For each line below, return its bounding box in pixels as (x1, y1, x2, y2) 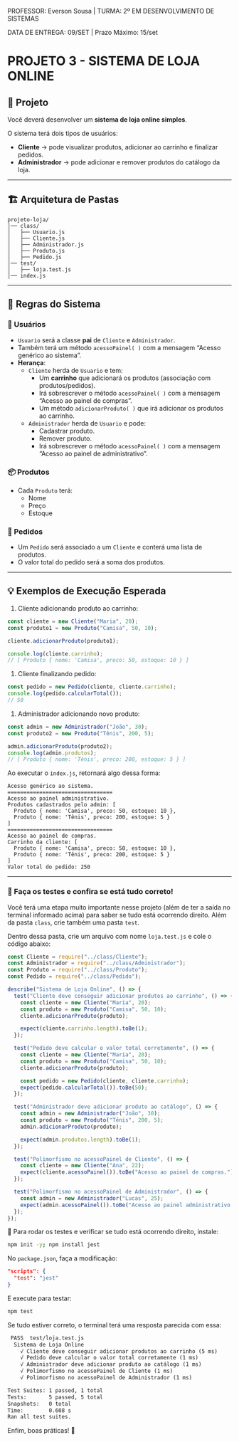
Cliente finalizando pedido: (17, 670, 97, 678)
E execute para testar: (7, 1294, 72, 1302)
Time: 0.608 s (7, 1406, 72, 1414)
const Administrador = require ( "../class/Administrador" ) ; (7, 959, 186, 967)
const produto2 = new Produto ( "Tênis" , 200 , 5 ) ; (7, 730, 154, 737)
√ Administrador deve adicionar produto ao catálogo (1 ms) (20, 1361, 202, 1368)
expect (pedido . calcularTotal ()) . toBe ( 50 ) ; (20, 1084, 148, 1091)
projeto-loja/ (7, 216, 50, 223)
